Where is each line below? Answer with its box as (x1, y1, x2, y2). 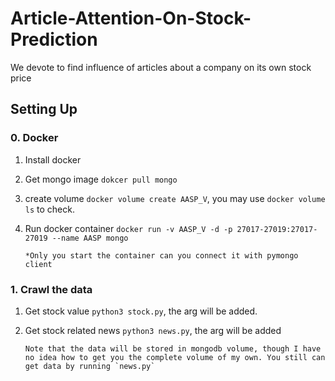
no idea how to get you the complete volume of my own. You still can (24, 352, 326, 362)
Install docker (24, 153, 82, 166)
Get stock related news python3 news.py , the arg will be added (24, 324, 282, 336)
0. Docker (10, 131, 59, 145)
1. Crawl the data (10, 282, 93, 296)
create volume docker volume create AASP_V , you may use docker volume (24, 192, 326, 204)
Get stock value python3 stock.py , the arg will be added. (24, 305, 258, 317)
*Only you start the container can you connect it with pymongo (24, 250, 299, 261)
